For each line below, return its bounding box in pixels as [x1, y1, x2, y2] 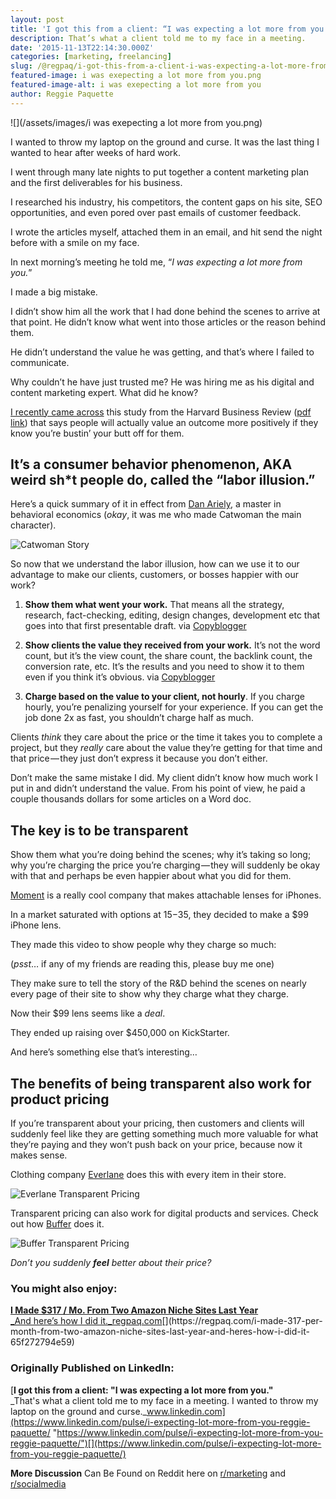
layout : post [10, 14, 65, 25]
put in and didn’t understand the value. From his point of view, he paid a [10, 782, 306, 795]
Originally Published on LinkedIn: [10, 1361, 175, 1375]
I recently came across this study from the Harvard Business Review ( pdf [10, 406, 312, 418]
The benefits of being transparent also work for [10, 1075, 312, 1092]
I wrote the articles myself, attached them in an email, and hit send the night [10, 226, 323, 238]
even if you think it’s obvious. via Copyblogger [24, 671, 216, 683]
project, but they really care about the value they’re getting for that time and [10, 742, 323, 754]
